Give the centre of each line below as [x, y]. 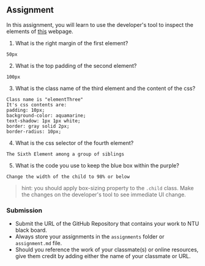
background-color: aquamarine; [46, 116]
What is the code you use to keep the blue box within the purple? [97, 165]
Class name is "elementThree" [45, 99]
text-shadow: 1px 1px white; [43, 121]
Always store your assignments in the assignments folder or [90, 237]
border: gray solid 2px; [38, 126]
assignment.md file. [39, 243]
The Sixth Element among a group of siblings [65, 154]
